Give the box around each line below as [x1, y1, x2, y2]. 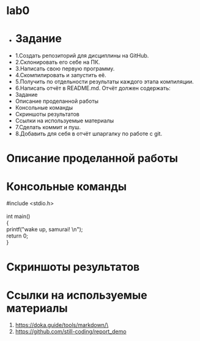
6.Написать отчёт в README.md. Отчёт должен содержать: [15, 84, 171, 92]
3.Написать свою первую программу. [15, 65, 115, 72]
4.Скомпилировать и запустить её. [15, 72, 107, 79]
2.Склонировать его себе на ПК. [15, 59, 100, 66]
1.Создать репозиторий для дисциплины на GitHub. [15, 52, 149, 59]
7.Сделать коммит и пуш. [15, 124, 81, 131]
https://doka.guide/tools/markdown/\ [15, 321, 109, 329]
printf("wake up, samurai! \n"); [6, 226, 83, 233]
